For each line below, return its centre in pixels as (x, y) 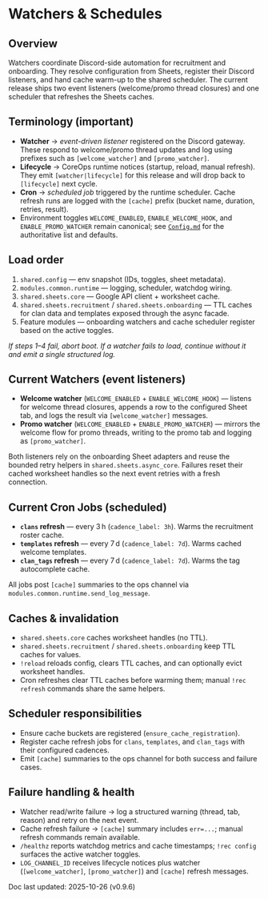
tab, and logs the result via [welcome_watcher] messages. (114, 415)
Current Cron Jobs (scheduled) (88, 507)
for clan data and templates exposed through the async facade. (124, 313)
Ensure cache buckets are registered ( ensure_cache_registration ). (130, 732)
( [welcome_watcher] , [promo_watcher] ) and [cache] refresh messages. (134, 871)
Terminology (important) (71, 122)
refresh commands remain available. (80, 837)
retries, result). (44, 209)
